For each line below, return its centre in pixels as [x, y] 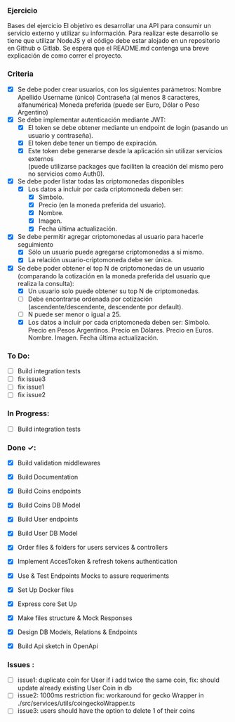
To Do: [19, 356]
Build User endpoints [48, 520]
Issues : [21, 664]
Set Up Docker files [46, 590]
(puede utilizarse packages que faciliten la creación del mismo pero [126, 166]
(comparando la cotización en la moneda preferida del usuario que [114, 276]
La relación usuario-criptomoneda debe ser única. [100, 260]
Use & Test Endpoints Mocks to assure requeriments [93, 576]
